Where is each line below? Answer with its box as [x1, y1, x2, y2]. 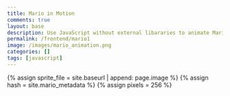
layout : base [7, 23, 44, 29]
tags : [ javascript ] [7, 55, 63, 62]
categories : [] [7, 49, 51, 56]
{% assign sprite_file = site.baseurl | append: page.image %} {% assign [7, 73, 209, 82]
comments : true [7, 16, 51, 23]
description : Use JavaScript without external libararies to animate [7, 29, 210, 36]
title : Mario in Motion [7, 10, 75, 17]
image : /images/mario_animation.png [7, 42, 112, 49]
